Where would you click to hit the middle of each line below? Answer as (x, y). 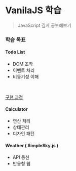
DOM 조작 (23, 64)
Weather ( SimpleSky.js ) (32, 145)
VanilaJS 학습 (33, 10)
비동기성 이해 (26, 77)
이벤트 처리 (24, 70)
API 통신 (21, 157)
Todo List (15, 52)
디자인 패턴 (24, 134)
